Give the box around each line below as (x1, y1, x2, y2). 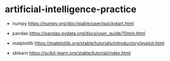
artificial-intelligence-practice (5, 4, 137, 15)
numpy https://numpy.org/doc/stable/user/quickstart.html (12, 20, 134, 26)
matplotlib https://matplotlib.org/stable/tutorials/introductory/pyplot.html (12, 40, 165, 46)
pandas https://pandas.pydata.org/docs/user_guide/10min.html (12, 30, 145, 36)
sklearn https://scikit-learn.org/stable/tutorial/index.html (12, 50, 131, 56)
